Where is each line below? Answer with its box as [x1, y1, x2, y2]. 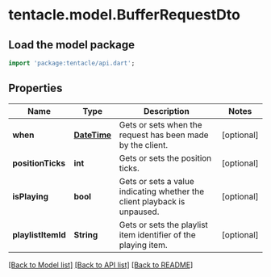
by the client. [119, 139, 169, 150]
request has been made [119, 129, 209, 141]
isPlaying [12, 191, 49, 202]
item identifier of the [119, 229, 196, 240]
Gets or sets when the [119, 119, 203, 130]
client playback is [119, 195, 186, 207]
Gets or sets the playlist [119, 219, 208, 230]
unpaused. [119, 206, 160, 217]
